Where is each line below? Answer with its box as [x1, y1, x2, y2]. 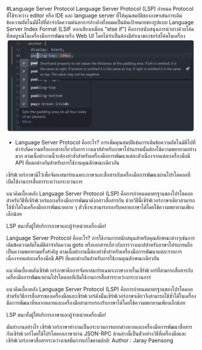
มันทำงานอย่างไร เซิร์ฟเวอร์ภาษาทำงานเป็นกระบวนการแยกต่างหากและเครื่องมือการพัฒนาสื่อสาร [6, 323, 192, 330]
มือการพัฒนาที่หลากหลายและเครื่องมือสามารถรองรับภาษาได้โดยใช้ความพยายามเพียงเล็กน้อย [6, 299, 186, 306]
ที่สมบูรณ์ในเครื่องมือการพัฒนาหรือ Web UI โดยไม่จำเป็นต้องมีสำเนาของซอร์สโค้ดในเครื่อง [6, 33, 186, 39]
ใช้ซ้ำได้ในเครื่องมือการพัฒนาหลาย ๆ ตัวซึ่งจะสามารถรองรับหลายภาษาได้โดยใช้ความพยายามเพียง [6, 203, 194, 210]
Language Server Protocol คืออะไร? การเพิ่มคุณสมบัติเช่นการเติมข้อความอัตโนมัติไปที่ [14, 139, 196, 146]
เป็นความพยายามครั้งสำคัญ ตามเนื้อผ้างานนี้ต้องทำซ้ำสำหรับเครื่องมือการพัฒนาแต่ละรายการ [6, 248, 182, 255]
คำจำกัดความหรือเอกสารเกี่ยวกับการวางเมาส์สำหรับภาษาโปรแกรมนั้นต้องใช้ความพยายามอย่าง [14, 145, 197, 152]
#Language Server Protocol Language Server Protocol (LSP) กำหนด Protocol [6, 5, 194, 12]
